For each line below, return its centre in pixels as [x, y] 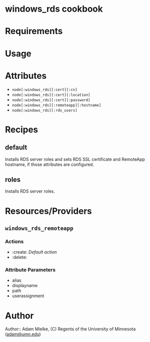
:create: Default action [34, 252]
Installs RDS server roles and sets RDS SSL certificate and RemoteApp [75, 159]
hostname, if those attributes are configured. [50, 164]
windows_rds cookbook [54, 9]
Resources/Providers [48, 211]
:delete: [20, 257]
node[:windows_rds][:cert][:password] [51, 100]
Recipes [22, 129]
